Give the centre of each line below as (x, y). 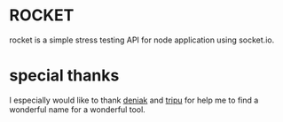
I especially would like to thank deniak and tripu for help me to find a (134, 100)
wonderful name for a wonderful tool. (78, 109)
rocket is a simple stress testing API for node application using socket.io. (142, 40)
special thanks (64, 76)
